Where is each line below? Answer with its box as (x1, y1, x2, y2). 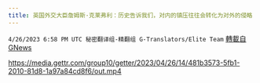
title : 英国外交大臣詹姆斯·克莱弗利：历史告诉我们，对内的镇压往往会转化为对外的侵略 (8, 11, 253, 20)
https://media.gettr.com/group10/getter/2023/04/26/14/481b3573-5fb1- (8, 58, 240, 67)
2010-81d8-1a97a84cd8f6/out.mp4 (8, 66, 122, 75)
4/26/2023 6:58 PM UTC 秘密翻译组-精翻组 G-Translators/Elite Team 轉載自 (8, 34, 247, 43)
